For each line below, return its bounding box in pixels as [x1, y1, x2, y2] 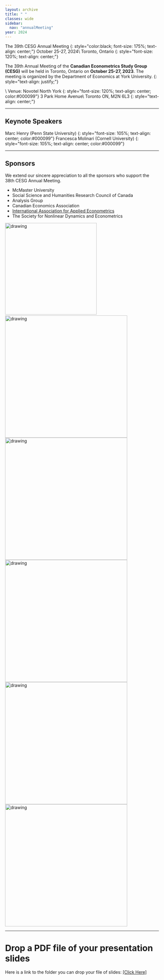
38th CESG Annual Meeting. [5, 177, 61, 183]
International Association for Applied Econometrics [12, 208, 115, 214]
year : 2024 [5, 30, 27, 35]
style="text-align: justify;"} [5, 79, 59, 85]
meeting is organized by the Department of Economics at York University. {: [5, 74, 157, 79]
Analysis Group [12, 197, 43, 203]
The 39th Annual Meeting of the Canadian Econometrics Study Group [5, 63, 147, 69]
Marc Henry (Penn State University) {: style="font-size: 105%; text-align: [5, 130, 151, 136]
